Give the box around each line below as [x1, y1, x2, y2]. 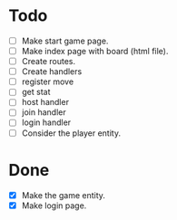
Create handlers [21, 66, 83, 77]
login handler [21, 117, 72, 128]
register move [21, 76, 74, 87]
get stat [21, 87, 51, 98]
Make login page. [21, 200, 87, 211]
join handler [21, 107, 66, 118]
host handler [21, 97, 70, 108]
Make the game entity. [21, 189, 106, 200]
